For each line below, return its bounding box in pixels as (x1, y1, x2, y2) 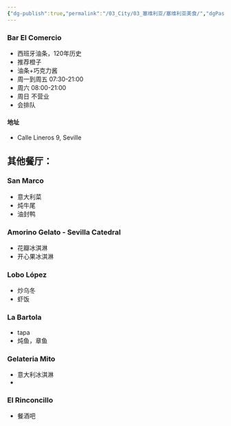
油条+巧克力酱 (16, 66, 58, 74)
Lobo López (7, 270, 47, 280)
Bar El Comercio (7, 32, 62, 42)
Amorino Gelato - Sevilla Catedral (7, 227, 122, 237)
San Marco (7, 176, 44, 186)
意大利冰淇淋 (16, 370, 54, 379)
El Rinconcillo (7, 395, 54, 405)
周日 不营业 (16, 92, 49, 100)
